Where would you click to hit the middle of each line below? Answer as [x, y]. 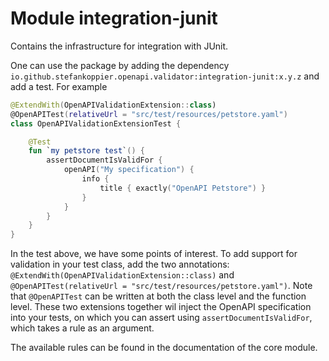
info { [95, 179]
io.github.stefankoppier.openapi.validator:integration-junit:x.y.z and [165, 76]
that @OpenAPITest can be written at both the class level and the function [158, 296]
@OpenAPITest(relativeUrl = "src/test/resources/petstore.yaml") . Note [161, 286]
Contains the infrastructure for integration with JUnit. [119, 46]
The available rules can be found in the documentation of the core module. [164, 348]
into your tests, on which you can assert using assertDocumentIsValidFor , [161, 318]
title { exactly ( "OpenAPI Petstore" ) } [183, 188]
